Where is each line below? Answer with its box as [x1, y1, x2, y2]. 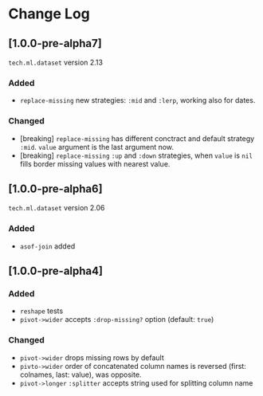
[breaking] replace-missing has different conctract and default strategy [19, 133, 255, 143]
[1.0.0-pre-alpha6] [8, 182, 103, 195]
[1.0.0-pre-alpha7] [8, 37, 102, 50]
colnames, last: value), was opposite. [19, 370, 142, 379]
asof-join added [19, 241, 76, 251]
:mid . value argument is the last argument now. [19, 142, 174, 151]
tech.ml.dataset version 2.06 [8, 203, 105, 213]
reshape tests [19, 306, 64, 316]
